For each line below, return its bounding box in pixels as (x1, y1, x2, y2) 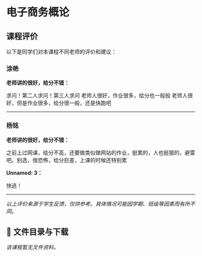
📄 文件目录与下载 (6, 227, 69, 237)
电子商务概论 (6, 5, 70, 19)
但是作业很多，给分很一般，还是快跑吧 (16, 99, 111, 106)
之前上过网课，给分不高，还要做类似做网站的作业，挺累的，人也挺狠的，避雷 (6, 149, 195, 156)
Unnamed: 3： (6, 169, 43, 176)
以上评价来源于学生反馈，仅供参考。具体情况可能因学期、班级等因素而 (6, 200, 180, 207)
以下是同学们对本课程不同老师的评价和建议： (6, 48, 117, 55)
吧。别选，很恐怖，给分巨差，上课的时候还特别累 (6, 156, 127, 163)
